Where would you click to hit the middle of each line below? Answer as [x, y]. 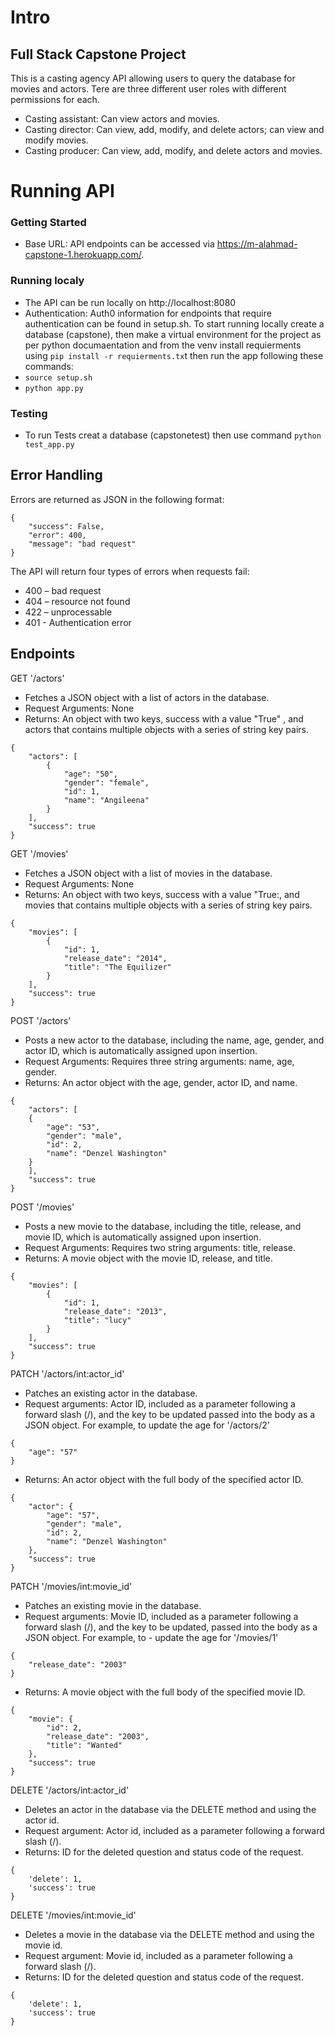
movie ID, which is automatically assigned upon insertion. [143, 1237]
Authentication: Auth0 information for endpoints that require [148, 313]
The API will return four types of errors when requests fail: [130, 571]
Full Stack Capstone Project [98, 54]
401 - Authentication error [78, 622]
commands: [49, 366]
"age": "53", [73, 1127]
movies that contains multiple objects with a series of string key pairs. [168, 905]
